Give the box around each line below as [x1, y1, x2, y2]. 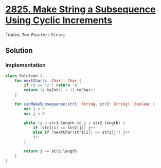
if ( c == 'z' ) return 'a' [24, 83, 80, 88]
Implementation [5, 61, 46, 69]
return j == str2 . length [24, 149, 77, 154]
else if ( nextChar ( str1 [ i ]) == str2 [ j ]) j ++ [32, 130, 130, 135]
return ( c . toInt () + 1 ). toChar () [24, 88, 96, 93]
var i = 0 [24, 106, 45, 111]
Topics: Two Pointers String [5, 31, 65, 37]
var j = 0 [24, 111, 45, 116]
